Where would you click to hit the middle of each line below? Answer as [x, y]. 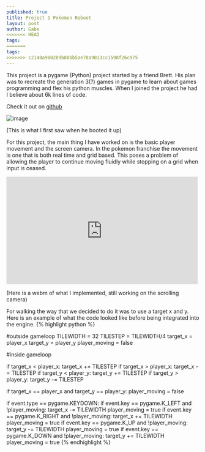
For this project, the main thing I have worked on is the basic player [91, 142]
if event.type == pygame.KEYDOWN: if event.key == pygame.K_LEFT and [99, 403]
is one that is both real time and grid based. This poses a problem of [92, 155]
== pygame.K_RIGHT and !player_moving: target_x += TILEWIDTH [89, 416]
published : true [27, 12]
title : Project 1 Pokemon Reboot [49, 18]
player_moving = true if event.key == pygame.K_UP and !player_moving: [97, 423]
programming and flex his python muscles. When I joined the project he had [102, 88]
